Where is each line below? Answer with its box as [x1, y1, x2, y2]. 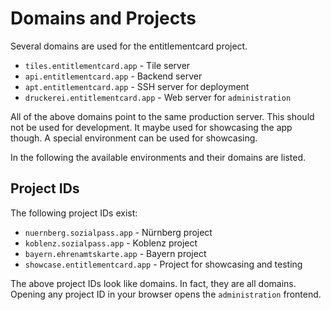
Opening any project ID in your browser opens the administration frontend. [10, 288, 322, 300]
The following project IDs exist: [10, 207, 138, 219]
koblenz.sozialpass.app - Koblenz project [24, 237, 198, 249]
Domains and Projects [10, 7, 197, 30]
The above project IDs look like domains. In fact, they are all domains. [10, 277, 297, 289]
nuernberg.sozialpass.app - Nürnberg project [24, 226, 213, 238]
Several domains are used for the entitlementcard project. [10, 40, 248, 52]
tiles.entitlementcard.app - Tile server [24, 59, 191, 71]
